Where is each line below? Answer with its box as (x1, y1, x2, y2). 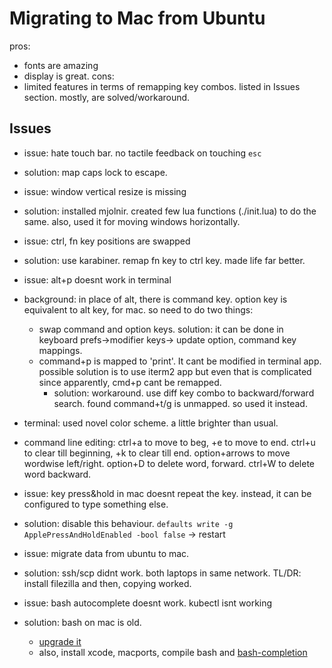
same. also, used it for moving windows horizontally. (23, 215, 241, 227)
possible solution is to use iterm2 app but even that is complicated (38, 365, 312, 377)
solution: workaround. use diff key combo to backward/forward (53, 387, 315, 399)
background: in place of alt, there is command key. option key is (23, 293, 288, 305)
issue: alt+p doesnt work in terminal (23, 273, 172, 286)
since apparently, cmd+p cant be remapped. (38, 376, 222, 388)
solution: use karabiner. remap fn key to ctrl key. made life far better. (23, 254, 306, 266)
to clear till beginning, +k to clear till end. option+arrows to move (23, 447, 291, 459)
